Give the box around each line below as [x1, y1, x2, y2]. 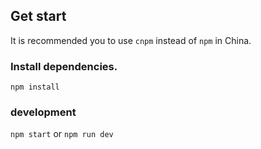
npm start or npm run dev [10, 128, 114, 140]
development [10, 105, 77, 119]
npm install [10, 82, 60, 93]
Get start [10, 8, 67, 25]
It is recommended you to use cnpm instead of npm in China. [10, 34, 252, 46]
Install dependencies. [10, 59, 118, 73]
